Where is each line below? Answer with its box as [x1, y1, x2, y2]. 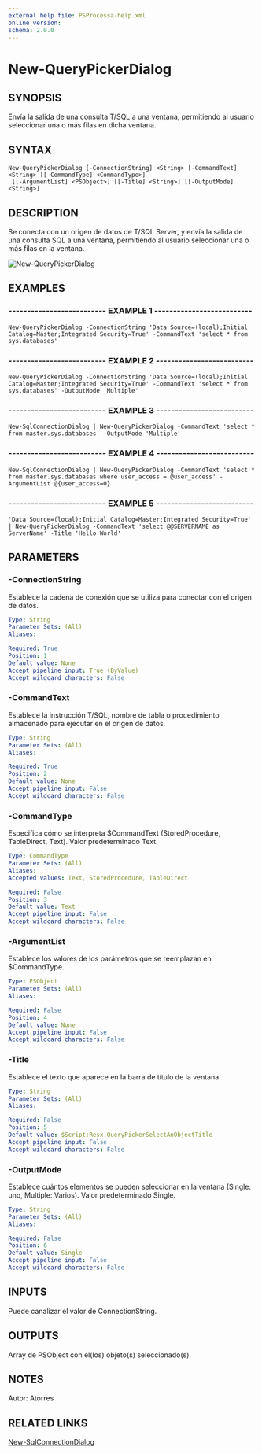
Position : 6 [8, 1242, 47, 1249]
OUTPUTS [8, 1329, 59, 1342]
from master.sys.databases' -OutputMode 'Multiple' [8, 430, 181, 437]
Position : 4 [8, 1013, 47, 1021]
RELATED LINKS [8, 1416, 88, 1430]
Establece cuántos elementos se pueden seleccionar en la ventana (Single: [8, 1182, 252, 1191]
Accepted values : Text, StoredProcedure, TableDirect [8, 874, 189, 882]
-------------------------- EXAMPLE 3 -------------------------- [8, 404, 254, 415]
